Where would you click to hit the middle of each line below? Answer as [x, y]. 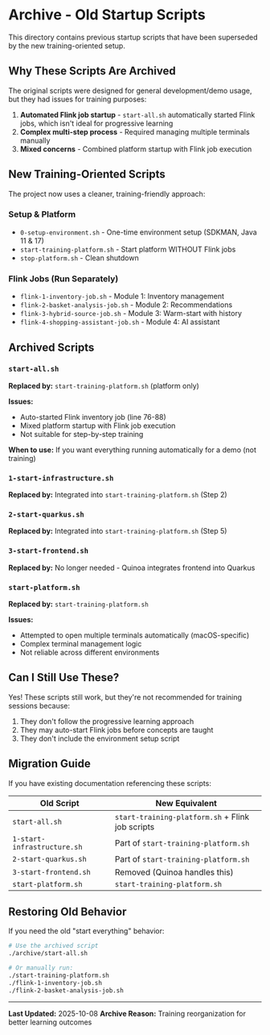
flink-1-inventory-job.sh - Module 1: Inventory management [122, 297]
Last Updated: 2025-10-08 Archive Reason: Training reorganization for [127, 1013]
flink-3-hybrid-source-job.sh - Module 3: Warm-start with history [131, 314]
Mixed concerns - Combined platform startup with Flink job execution [136, 149]
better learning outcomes [50, 1022]
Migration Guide [49, 764]
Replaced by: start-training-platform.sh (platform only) [104, 385]
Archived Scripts [51, 347]
